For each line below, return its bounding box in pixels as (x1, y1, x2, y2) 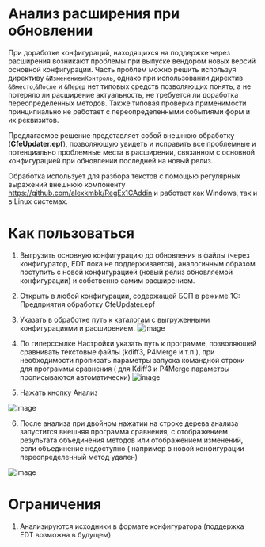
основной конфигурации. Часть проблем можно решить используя (8, 64, 237, 74)
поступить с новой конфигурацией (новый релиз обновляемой (19, 267, 233, 277)
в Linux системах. (8, 196, 69, 206)
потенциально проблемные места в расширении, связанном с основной (8, 147, 256, 157)
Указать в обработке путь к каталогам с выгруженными (19, 315, 210, 324)
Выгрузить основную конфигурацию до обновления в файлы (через (19, 251, 251, 260)
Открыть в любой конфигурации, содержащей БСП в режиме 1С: (19, 291, 240, 300)
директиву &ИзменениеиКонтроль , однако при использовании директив (8, 73, 244, 82)
